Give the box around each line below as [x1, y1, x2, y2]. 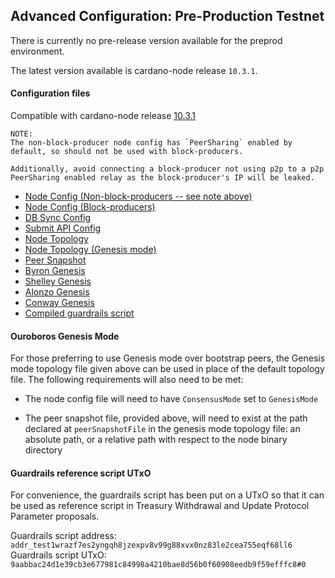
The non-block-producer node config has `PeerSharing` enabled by [10, 138, 293, 148]
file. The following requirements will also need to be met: [10, 374, 244, 386]
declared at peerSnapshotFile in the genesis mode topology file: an [24, 423, 301, 435]
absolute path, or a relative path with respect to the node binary [24, 434, 288, 446]
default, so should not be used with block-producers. [10, 147, 244, 157]
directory [24, 444, 63, 456]
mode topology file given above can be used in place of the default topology [10, 363, 325, 375]
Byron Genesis [24, 265, 86, 277]
